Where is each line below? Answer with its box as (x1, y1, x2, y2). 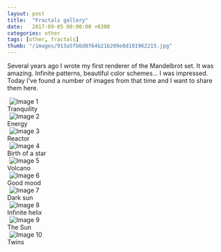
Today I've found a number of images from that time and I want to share (7, 77, 213, 84)
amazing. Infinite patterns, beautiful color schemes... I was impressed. (7, 69, 208, 77)
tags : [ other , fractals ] (7, 36, 79, 43)
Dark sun (7, 194, 33, 202)
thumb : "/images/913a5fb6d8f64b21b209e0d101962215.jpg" (7, 42, 172, 49)
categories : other (7, 29, 60, 37)
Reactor (7, 134, 30, 143)
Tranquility (7, 105, 38, 113)
